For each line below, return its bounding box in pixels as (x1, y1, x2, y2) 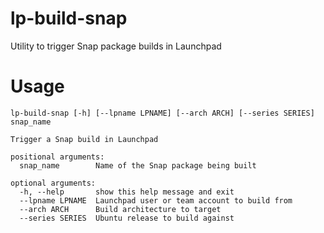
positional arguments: (10, 152, 105, 162)
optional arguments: (10, 178, 97, 188)
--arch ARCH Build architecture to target (19, 204, 222, 214)
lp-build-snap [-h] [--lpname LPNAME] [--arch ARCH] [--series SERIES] (10, 108, 315, 118)
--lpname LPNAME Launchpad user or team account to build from (19, 195, 293, 206)
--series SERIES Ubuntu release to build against (19, 213, 235, 223)
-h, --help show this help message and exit (19, 187, 235, 197)
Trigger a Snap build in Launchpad (10, 134, 159, 144)
